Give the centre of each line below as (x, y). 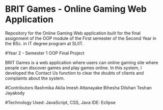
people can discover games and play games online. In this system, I (73, 68)
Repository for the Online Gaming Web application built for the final (73, 33)
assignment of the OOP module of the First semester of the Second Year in (81, 38)
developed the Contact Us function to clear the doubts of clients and (74, 73)
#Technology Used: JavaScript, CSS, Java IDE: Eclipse (60, 102)
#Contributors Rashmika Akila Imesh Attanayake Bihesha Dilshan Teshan (79, 87)
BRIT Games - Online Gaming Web (76, 9)
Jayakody (15, 93)
